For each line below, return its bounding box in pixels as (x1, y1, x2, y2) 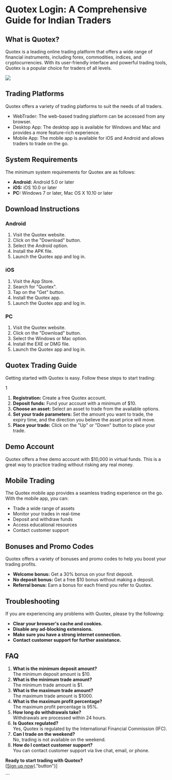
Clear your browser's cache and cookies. (12, 620, 103, 626)
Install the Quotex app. (12, 294, 61, 301)
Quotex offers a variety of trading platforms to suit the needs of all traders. (5, 103, 163, 109)
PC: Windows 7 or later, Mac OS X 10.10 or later (12, 190, 113, 196)
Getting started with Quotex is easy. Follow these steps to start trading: (5, 375, 156, 381)
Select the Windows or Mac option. (12, 335, 87, 341)
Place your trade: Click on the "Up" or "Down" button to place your (12, 422, 156, 428)
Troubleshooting (5, 597, 60, 606)
